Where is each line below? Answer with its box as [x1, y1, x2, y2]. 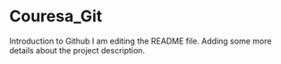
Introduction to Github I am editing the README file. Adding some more [9, 36, 272, 46]
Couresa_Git [9, 6, 103, 27]
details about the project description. [9, 44, 146, 55]
